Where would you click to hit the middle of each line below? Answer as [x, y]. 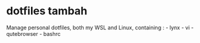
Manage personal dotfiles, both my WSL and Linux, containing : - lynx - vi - [100, 27]
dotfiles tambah [47, 11]
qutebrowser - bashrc [34, 33]
